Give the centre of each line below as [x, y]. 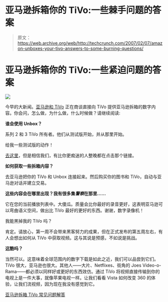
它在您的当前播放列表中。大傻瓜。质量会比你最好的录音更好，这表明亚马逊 [82, 204]
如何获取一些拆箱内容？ [29, 166]
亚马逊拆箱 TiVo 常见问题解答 [35, 295]
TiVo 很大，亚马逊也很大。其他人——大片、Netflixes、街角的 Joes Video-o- [83, 265]
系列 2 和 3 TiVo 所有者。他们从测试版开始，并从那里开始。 [66, 134]
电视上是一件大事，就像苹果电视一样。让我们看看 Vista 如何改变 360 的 [78, 278]
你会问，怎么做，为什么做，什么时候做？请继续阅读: [67, 113]
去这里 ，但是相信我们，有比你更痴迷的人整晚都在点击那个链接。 [71, 155]
